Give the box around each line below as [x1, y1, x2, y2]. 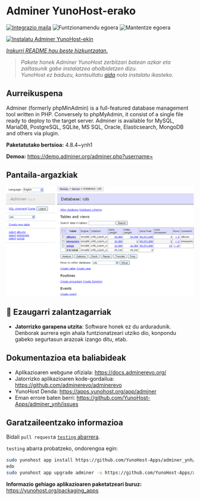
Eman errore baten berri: [14, 394, 76, 401]
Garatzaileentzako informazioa [6, 417, 123, 427]
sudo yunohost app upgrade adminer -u [6, 470, 102, 476]
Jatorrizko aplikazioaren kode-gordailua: [14, 375, 115, 382]
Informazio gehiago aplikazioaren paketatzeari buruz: [6, 480, 142, 487]
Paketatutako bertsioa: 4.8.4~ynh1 [6, 141, 93, 148]
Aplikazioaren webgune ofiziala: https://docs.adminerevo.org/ [14, 368, 167, 376]
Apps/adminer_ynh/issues [14, 400, 79, 408]
